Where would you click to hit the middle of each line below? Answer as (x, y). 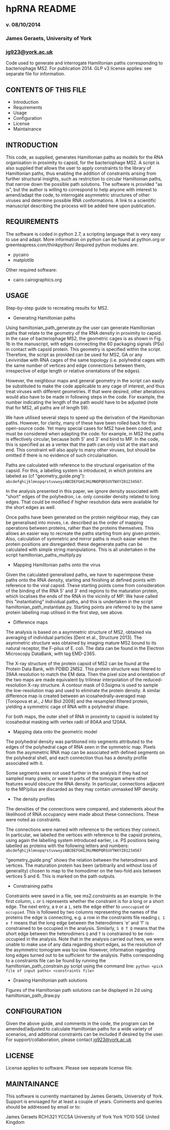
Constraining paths (33, 886)
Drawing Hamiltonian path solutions (50, 980)
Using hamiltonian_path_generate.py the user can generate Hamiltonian (80, 328)
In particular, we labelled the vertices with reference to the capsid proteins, (84, 835)
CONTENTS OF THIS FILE (46, 90)
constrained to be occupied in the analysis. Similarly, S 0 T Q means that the (85, 928)
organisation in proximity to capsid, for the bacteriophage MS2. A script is (83, 163)
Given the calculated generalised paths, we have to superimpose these (80, 574)
